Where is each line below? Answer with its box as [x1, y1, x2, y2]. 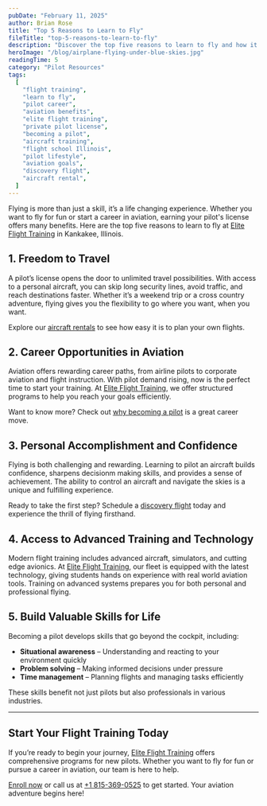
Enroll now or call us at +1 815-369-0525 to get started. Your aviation [8, 780, 234, 789]
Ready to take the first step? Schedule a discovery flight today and [8, 500, 226, 510]
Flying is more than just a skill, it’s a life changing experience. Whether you [8, 204, 253, 213]
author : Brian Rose [8, 19, 73, 27]
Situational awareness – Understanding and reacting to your [19, 646, 220, 656]
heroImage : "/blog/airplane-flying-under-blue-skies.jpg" [8, 49, 204, 56]
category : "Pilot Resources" [8, 64, 105, 72]
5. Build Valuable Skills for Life [8, 610, 161, 624]
